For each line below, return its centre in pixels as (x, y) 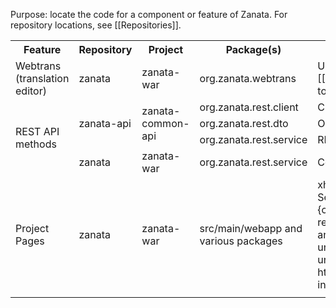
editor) (31, 91)
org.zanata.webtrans (248, 78)
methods (36, 144)
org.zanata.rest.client (249, 107)
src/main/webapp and (251, 228)
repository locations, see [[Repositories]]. (96, 25)
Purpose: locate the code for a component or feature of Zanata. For (149, 14)
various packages (241, 241)
